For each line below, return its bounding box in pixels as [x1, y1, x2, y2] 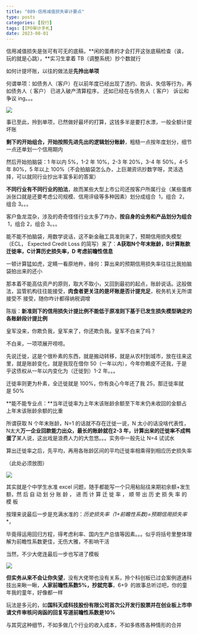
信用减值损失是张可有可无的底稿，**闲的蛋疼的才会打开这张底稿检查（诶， [6, 48, 187, 55]
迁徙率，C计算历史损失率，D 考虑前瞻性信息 [6, 248, 113, 255]
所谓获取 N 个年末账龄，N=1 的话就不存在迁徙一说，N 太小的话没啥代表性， [6, 420, 190, 427]
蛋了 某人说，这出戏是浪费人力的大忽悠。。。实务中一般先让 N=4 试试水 [6, 435, 175, 442]
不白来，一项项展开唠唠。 [6, 340, 68, 347]
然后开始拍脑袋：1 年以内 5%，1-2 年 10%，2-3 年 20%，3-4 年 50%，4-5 [6, 158, 189, 165]
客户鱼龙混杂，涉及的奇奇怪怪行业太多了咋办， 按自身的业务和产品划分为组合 [6, 213, 192, 220]
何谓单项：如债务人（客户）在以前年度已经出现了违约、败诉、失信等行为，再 [6, 80, 192, 87]
